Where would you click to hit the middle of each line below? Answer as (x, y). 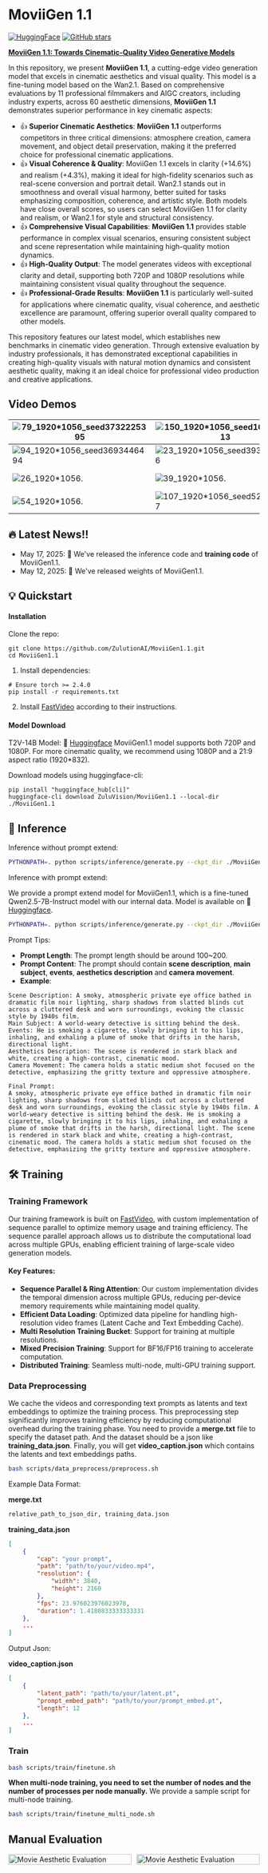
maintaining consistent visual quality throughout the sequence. (123, 284)
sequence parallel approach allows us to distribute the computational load (130, 1236)
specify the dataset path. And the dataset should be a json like (111, 1437)
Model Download (37, 725)
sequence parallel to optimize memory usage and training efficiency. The (128, 1227)
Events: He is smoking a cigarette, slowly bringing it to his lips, (126, 1030)
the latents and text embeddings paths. (73, 1454)
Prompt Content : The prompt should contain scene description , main (135, 963)
